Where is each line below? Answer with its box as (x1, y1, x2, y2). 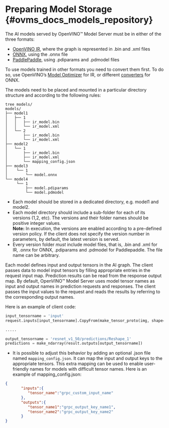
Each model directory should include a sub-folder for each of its (12, 209, 146, 215)
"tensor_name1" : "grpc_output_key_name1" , (27, 404, 116, 409)
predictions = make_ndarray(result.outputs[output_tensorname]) (5, 341, 143, 346)
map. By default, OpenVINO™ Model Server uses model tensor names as (5, 278, 155, 284)
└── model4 (5, 177, 28, 182)
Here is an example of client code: (5, 303, 76, 310)
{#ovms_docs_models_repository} (5, 14, 153, 26)
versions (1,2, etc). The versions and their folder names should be (12, 215, 149, 221)
